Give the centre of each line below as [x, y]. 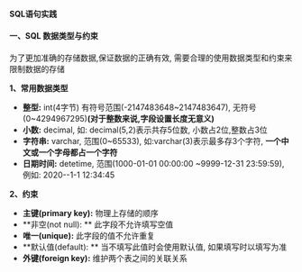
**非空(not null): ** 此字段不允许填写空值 [98, 224]
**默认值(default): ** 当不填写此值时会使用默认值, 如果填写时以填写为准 [154, 247]
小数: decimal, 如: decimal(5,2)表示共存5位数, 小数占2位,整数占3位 [145, 130]
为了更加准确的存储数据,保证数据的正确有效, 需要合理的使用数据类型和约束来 [151, 58]
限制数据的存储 [37, 68]
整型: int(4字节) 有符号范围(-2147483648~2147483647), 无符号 [139, 107]
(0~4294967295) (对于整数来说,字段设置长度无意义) [118, 118]
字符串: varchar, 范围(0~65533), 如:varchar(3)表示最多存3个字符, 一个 [152, 141]
